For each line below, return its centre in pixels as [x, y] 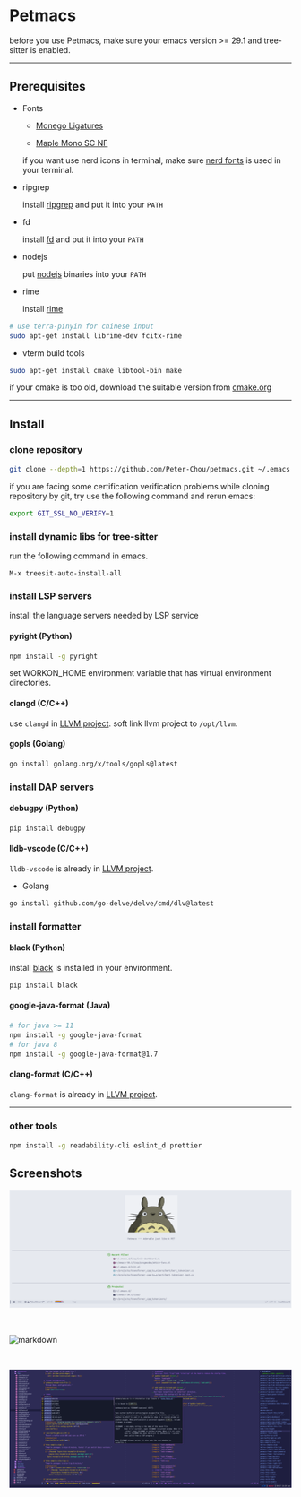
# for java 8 [34, 1044]
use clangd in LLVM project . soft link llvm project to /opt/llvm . [124, 723]
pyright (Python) [41, 636]
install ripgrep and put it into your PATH [93, 204]
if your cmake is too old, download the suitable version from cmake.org [141, 387]
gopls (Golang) [38, 744]
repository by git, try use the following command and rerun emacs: [132, 496]
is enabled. [50, 49]
